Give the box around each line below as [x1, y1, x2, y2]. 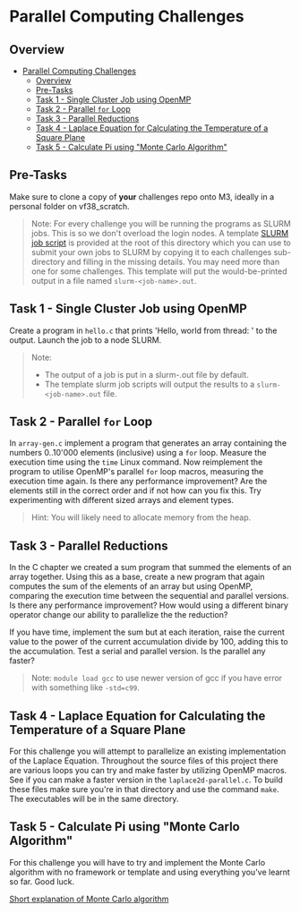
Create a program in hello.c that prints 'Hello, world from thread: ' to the [9, 325, 278, 336]
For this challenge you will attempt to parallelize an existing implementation [9, 746, 287, 757]
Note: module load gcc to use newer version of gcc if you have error [30, 673, 283, 684]
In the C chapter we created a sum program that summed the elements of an [9, 562, 292, 573]
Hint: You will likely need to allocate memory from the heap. [30, 512, 252, 523]
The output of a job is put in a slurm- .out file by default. [44, 369, 249, 380]
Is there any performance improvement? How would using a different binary [9, 600, 289, 610]
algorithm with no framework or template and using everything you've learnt [9, 866, 291, 877]
